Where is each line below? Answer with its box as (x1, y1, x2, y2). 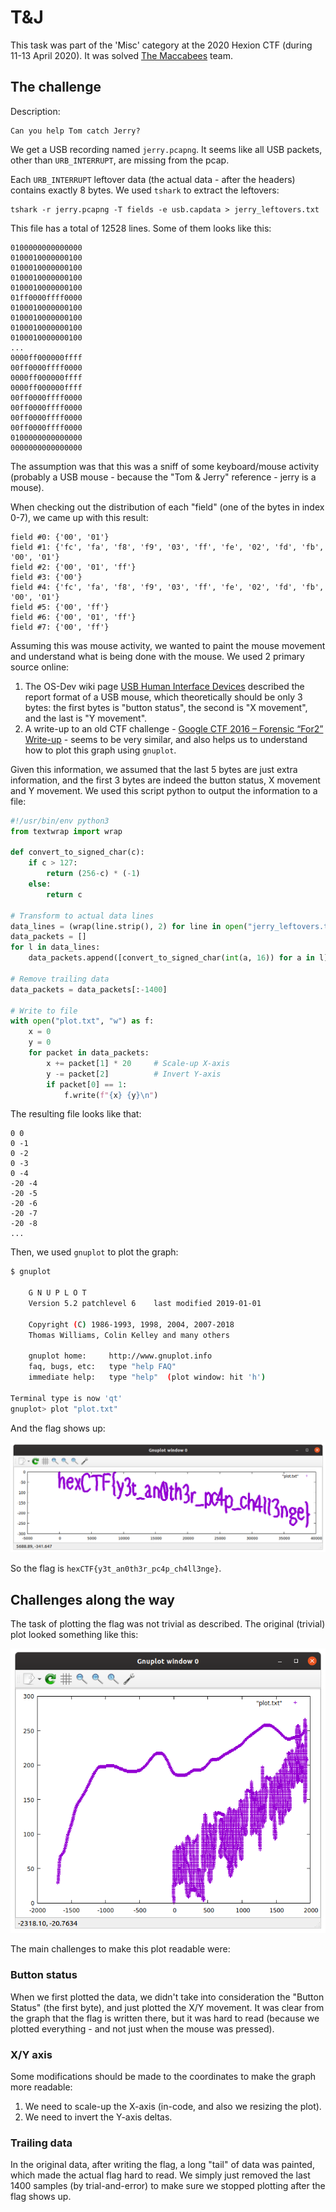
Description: (10, 105, 61, 117)
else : (28, 879, 52, 889)
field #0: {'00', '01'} (10, 532, 110, 542)
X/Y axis (10, 2047, 53, 2061)
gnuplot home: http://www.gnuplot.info (28, 1351, 213, 1361)
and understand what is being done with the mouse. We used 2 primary (10, 650, 305, 662)
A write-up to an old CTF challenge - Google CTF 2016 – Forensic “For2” (24, 722, 324, 735)
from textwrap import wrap (10, 826, 123, 836)
